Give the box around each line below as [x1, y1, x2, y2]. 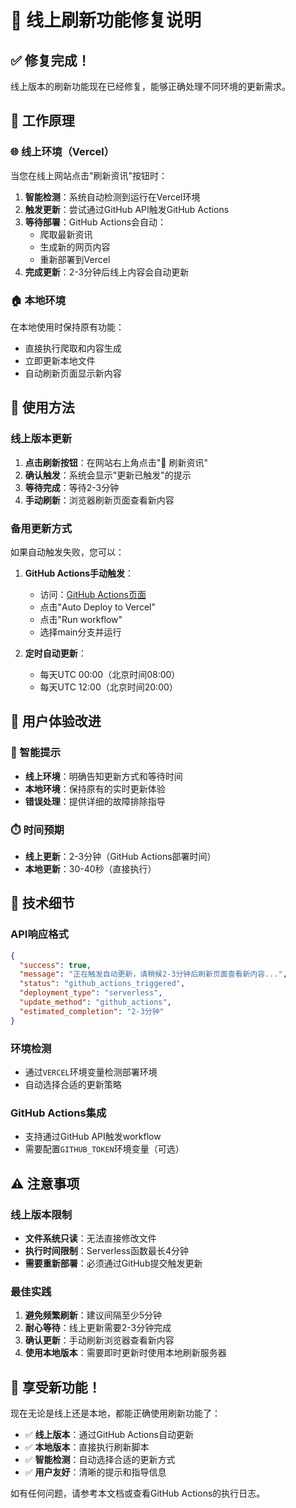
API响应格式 [10, 927, 69, 941]
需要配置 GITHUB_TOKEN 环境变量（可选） [24, 1143, 185, 1155]
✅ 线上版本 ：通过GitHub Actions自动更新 [24, 1429, 194, 1441]
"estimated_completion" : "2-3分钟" [19, 1006, 165, 1016]
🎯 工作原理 [10, 112, 75, 130]
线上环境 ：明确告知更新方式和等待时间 [24, 770, 183, 782]
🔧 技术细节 [10, 895, 75, 912]
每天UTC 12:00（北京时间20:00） [39, 681, 178, 693]
